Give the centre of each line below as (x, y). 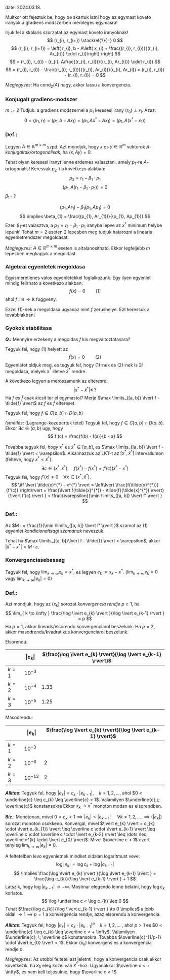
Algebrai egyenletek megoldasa (45, 267)
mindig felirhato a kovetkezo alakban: (44, 283)
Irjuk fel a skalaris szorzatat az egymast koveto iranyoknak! (67, 32)
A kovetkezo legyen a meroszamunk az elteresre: (56, 381)
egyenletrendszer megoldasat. (37, 237)
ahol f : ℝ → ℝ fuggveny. (31, 299)
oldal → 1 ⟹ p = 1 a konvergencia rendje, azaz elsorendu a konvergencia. (83, 914)
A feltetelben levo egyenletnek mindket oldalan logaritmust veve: (73, 856)
